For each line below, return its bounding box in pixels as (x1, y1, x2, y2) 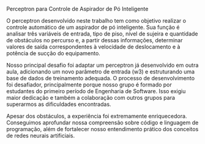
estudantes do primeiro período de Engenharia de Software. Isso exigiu (6, 88, 186, 94)
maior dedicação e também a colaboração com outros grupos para (6, 94, 176, 101)
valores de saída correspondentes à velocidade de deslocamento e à (6, 43, 181, 50)
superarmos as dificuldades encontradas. (6, 100, 111, 108)
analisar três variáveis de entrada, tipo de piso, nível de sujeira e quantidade (6, 30, 198, 37)
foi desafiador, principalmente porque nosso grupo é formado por (6, 81, 173, 88)
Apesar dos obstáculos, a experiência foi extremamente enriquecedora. (6, 113, 187, 119)
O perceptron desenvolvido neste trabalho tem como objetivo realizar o (6, 17, 187, 24)
